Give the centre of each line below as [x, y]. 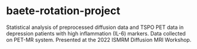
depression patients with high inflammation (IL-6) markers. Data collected [96, 33]
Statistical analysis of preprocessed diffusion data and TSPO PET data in [95, 27]
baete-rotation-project [63, 11]
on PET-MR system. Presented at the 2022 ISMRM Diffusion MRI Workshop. [99, 40]
